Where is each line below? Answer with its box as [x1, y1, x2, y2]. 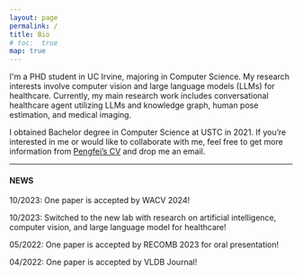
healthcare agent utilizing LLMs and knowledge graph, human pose [9, 100, 259, 111]
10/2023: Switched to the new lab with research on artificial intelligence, [9, 212, 277, 223]
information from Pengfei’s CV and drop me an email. [9, 146, 206, 157]
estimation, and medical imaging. [9, 110, 132, 120]
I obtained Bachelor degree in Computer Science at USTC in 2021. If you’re [9, 127, 287, 138]
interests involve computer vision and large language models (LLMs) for [9, 81, 276, 92]
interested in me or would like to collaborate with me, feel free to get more [9, 137, 283, 147]
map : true [9, 47, 47, 56]
